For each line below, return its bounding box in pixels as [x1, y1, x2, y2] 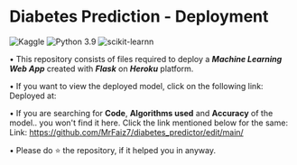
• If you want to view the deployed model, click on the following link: [9, 80, 264, 91]
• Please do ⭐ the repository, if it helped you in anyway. [9, 144, 217, 155]
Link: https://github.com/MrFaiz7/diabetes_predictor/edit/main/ [9, 126, 244, 137]
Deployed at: [9, 90, 57, 101]
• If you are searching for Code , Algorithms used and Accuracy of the [9, 107, 274, 118]
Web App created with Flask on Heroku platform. [9, 63, 194, 74]
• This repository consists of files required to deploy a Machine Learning [9, 53, 283, 64]
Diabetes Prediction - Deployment [9, 6, 269, 27]
